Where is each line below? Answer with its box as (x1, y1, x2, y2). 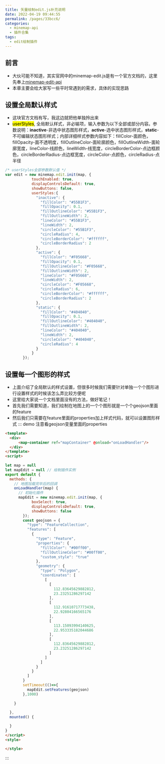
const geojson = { (23, 518, 61, 523)
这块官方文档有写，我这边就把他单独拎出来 (12, 115, 99, 121)
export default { (5, 472, 41, 477)
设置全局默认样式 (5, 100, 57, 109)
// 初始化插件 (18, 490, 43, 495)
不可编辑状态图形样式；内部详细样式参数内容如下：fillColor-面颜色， (12, 133, 151, 139)
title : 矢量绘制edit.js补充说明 (5, 7, 66, 12)
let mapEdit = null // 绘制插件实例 (5, 467, 76, 473)
